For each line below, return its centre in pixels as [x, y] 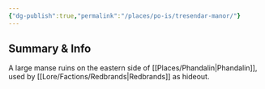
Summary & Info [50, 49]
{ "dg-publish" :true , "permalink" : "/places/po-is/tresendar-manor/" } [125, 16]
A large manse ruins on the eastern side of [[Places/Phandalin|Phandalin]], [133, 68]
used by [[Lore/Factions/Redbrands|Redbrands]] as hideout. [109, 77]
